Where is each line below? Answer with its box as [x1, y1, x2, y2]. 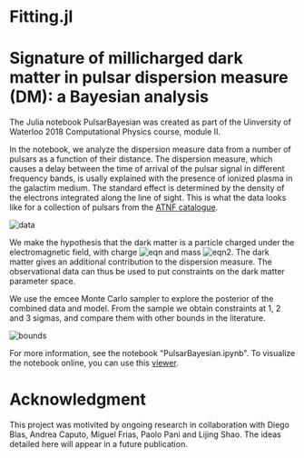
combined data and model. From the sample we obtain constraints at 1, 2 [9, 303, 281, 314]
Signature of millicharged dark [9, 48, 243, 69]
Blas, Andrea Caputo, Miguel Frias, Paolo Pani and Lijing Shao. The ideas [9, 429, 281, 440]
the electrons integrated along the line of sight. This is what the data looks [9, 193, 287, 204]
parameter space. [9, 275, 76, 287]
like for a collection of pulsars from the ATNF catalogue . [9, 202, 219, 213]
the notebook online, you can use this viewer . [9, 357, 179, 369]
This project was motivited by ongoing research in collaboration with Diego [9, 420, 290, 431]
